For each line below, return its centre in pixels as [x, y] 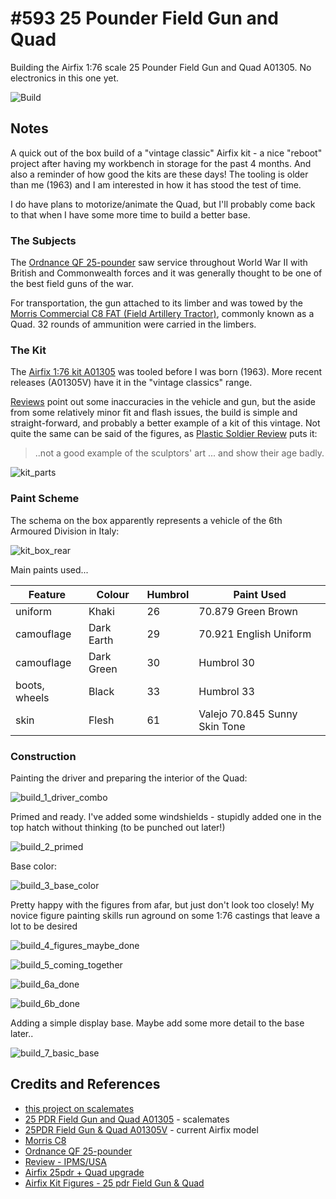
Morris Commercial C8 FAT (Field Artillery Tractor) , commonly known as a [162, 314]
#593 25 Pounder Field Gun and [144, 18]
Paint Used [260, 594]
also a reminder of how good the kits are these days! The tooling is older [159, 174]
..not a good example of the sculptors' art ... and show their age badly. [179, 453]
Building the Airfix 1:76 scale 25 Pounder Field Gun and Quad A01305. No [161, 67]
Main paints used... [49, 569]
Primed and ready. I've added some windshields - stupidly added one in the [166, 816]
